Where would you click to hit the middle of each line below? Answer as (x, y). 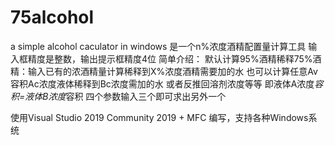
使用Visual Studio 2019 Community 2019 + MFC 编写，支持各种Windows (159, 117)
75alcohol (52, 17)
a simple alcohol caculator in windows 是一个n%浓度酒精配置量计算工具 (158, 46)
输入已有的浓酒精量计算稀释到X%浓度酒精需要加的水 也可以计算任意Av (172, 71)
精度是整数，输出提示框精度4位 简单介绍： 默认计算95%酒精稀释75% (170, 58)
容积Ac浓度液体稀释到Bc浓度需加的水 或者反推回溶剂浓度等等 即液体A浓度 (162, 83)
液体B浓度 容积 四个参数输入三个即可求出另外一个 (125, 96)
